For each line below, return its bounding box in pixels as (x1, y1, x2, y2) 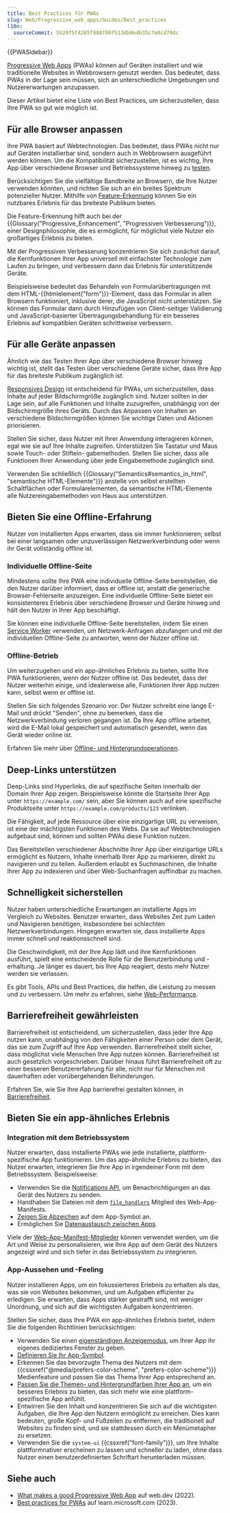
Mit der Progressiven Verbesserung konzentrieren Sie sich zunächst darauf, (7, 248, 221, 256)
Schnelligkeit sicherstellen (7, 887, 123, 898)
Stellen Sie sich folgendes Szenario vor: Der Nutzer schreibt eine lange (7, 702, 207, 710)
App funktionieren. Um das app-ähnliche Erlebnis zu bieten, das (40, 1156, 222, 1164)
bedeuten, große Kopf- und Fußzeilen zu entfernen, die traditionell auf (16, 1416, 216, 1425)
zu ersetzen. (16, 1431, 53, 1439)
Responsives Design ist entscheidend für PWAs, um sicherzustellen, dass (7, 385, 214, 393)
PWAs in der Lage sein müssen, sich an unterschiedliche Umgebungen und (7, 76, 219, 84)
